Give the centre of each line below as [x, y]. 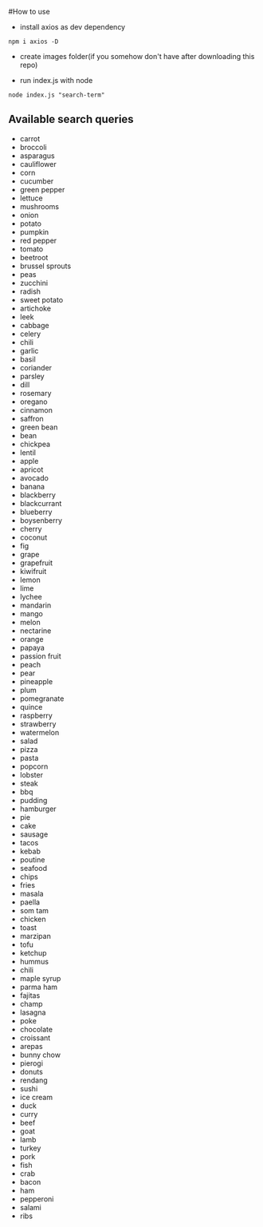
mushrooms [39, 206]
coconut [33, 537]
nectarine [35, 631]
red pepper [38, 240]
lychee [31, 596]
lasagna [33, 1012]
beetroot [34, 257]
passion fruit [40, 656]
